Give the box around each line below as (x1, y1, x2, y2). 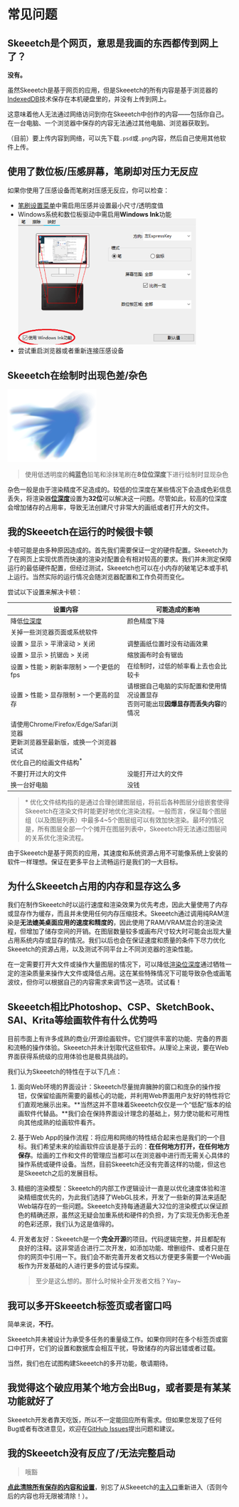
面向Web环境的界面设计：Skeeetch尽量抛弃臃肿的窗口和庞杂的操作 (17, 1082, 215, 1091)
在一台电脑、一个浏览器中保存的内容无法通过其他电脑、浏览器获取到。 (7, 119, 213, 127)
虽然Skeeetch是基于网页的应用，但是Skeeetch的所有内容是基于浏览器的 (7, 86, 218, 94)
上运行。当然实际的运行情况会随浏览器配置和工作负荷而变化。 (7, 573, 188, 581)
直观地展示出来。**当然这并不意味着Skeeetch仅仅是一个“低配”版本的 (23, 1100, 225, 1109)
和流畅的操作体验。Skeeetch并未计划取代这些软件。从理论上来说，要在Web (7, 1043, 229, 1052)
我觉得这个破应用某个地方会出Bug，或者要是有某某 (7, 1382, 231, 1394)
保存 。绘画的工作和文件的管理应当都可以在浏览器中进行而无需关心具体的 (17, 1151, 230, 1160)
